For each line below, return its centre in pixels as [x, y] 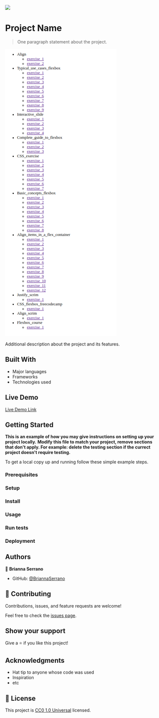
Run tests [17, 528]
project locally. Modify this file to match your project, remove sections [79, 442]
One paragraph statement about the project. [62, 41]
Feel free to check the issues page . [41, 615]
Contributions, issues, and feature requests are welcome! [63, 606]
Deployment [20, 541]
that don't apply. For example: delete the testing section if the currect [78, 447]
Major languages [29, 371]
